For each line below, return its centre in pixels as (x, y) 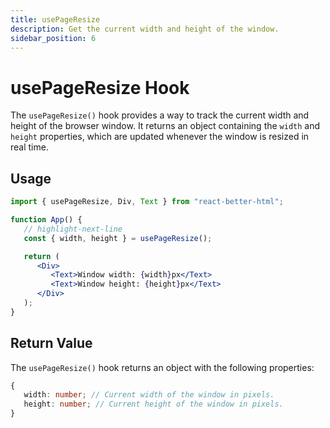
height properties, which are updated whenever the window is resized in (160, 137)
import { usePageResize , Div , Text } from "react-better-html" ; (147, 202)
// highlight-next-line (73, 229)
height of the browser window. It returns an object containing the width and (165, 126)
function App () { (46, 220)
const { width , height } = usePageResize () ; (118, 238)
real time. (29, 147)
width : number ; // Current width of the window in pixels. (149, 395)
